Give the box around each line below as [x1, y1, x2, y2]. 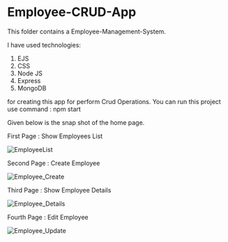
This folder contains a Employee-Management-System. [7, 27, 166, 36]
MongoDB [17, 84, 47, 92]
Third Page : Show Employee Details [7, 186, 112, 194]
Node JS [17, 69, 43, 77]
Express [17, 76, 41, 84]
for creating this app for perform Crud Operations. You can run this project [7, 97, 221, 105]
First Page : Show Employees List [7, 132, 103, 140]
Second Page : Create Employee [7, 158, 100, 167]
